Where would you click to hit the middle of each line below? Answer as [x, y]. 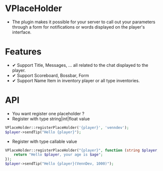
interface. [22, 32]
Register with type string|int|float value [51, 119]
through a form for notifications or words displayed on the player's [78, 27]
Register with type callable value [45, 141]
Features [23, 52]
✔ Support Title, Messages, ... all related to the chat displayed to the [80, 65]
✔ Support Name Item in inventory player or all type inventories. [76, 80]
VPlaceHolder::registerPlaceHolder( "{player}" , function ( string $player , [82, 150]
